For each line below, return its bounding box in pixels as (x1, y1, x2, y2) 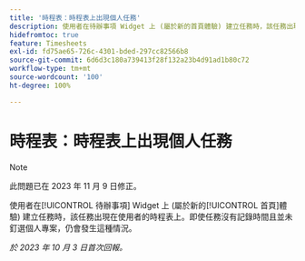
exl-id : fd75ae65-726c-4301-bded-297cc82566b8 (9, 47, 189, 56)
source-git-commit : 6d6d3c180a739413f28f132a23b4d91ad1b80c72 (9, 55, 250, 65)
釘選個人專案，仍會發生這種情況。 (9, 222, 137, 233)
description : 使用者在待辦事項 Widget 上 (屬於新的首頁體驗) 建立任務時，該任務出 (9, 22, 294, 31)
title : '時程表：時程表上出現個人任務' (9, 13, 141, 23)
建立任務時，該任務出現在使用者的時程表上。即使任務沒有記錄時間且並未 (22, 211, 293, 222)
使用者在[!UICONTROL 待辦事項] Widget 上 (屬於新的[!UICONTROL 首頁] (9, 199, 280, 210)
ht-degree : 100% (9, 81, 71, 90)
